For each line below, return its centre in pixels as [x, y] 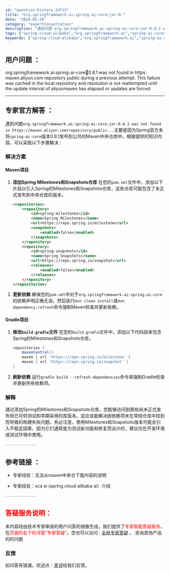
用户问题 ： [23, 60]
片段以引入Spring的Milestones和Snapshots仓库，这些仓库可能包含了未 [86, 188]
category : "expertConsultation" [39, 24]
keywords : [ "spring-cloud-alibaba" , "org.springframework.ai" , [72, 38]
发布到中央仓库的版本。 [41, 195]
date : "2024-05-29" [26, 19]
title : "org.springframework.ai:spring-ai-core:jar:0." [65, 15]
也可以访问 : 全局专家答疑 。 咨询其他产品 [119, 533]
